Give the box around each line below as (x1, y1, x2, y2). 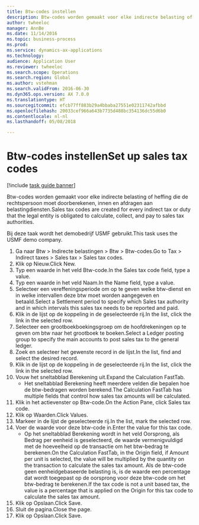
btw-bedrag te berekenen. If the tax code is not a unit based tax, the (24, 481, 190, 488)
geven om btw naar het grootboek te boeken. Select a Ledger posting (15, 329, 184, 337)
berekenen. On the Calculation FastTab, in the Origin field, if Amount (24, 449, 189, 456)
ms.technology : (7, 53, 44, 59)
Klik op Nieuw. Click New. (15, 260, 76, 267)
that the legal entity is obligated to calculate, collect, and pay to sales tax (7, 212, 184, 219)
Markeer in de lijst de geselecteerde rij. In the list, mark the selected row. (15, 418, 191, 425)
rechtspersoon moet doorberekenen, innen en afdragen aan (7, 200, 153, 207)
